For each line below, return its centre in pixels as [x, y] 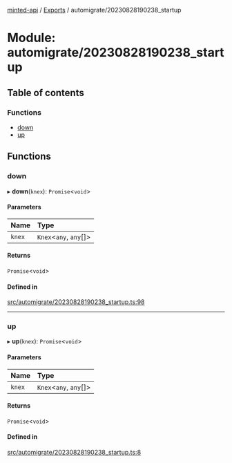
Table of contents [46, 93]
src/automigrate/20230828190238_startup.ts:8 [74, 453]
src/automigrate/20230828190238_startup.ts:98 [76, 302]
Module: [31, 38]
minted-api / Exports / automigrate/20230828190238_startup [94, 10]
